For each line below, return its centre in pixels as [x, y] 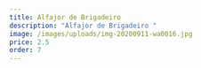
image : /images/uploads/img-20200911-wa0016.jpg [101, 34]
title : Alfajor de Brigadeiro [65, 17]
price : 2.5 [29, 42]
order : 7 [25, 50]
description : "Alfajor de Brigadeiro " [83, 26]
